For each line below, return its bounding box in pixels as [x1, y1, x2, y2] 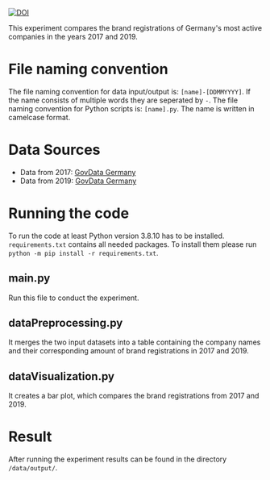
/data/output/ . [8, 463, 58, 473]
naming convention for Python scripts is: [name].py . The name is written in [8, 103, 255, 113]
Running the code [8, 204, 130, 223]
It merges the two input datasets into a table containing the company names [8, 337, 261, 347]
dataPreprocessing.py [8, 316, 123, 330]
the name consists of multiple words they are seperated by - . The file [8, 95, 239, 105]
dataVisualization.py [8, 369, 115, 383]
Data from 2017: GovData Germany [19, 167, 136, 177]
